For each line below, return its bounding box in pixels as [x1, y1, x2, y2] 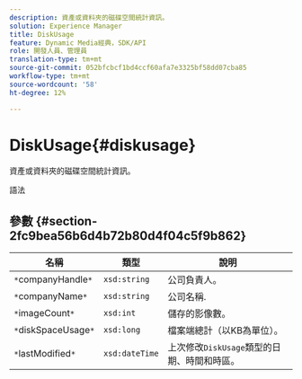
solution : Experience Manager [9, 22, 123, 31]
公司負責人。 [167, 274, 222, 286]
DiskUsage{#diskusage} [9, 135, 196, 155]
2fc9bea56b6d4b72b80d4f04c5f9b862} [9, 228, 247, 243]
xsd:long [102, 325, 141, 335]
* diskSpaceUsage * [13, 324, 95, 337]
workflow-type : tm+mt [9, 72, 91, 81]
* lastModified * [13, 348, 76, 360]
